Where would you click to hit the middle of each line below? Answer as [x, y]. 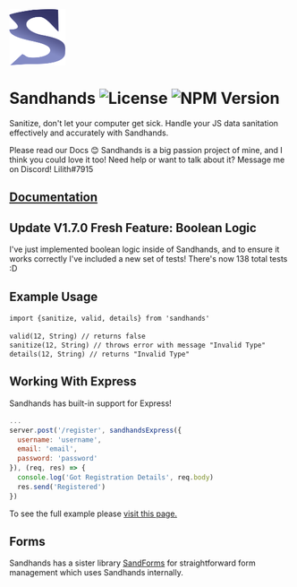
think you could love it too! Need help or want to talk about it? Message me [147, 160]
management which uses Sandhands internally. [96, 573]
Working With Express [73, 381]
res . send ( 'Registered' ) [61, 487]
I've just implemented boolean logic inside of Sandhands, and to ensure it [144, 249]
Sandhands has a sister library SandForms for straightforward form [133, 563]
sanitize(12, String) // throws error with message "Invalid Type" [138, 345]
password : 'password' [58, 459]
